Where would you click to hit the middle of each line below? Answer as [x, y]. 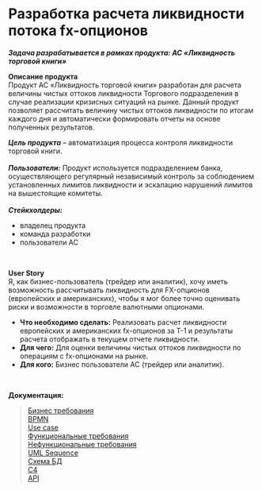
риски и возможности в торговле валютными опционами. [106, 307]
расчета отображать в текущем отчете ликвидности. [110, 339]
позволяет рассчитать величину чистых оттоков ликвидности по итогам [131, 110]
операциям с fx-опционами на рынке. [84, 356]
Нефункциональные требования [82, 444]
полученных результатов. [51, 127]
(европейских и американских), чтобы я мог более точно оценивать [124, 298]
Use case [43, 427]
